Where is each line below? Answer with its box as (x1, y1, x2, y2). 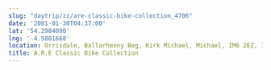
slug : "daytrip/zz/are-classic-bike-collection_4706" (8, 11, 194, 20)
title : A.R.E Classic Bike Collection (8, 49, 139, 57)
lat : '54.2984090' (8, 27, 70, 35)
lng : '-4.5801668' (8, 34, 70, 43)
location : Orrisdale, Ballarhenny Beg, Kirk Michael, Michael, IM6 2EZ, (8, 42, 258, 50)
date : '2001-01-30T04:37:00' (8, 19, 106, 27)
